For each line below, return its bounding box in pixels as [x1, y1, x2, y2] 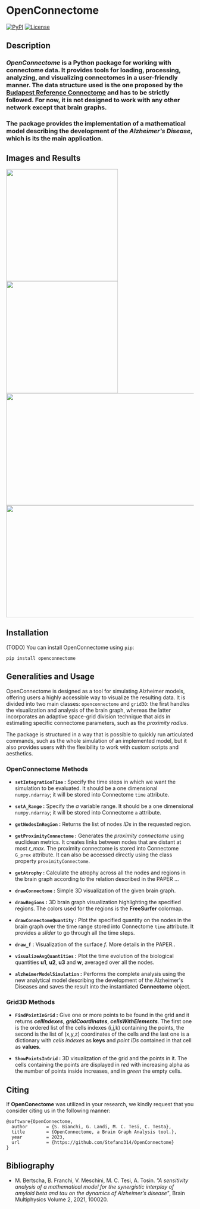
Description [6, 41, 51, 51]
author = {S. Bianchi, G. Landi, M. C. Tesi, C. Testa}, [11, 1124, 171, 1130]
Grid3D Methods [6, 997, 55, 1006]
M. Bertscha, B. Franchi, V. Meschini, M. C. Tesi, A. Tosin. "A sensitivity [14, 1177, 189, 1184]
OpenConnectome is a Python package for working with [6, 59, 171, 67]
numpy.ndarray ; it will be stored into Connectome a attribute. [14, 809, 162, 816]
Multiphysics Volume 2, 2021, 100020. [14, 1196, 108, 1203]
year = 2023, [11, 1134, 65, 1140]
